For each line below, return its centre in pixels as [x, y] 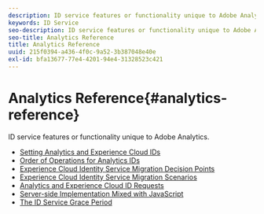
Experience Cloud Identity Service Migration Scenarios [108, 177]
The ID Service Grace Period [66, 202]
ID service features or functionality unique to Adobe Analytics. [109, 137]
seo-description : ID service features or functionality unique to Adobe [130, 30]
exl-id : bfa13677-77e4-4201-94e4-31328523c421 [86, 60]
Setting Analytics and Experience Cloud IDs [90, 152]
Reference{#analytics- [151, 98]
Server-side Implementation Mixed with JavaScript [101, 194]
